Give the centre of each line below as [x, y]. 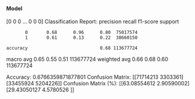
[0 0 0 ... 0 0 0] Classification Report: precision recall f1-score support [93, 21]
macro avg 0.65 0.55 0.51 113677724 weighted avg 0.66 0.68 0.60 [87, 59]
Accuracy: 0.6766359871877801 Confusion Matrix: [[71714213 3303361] [95, 77]
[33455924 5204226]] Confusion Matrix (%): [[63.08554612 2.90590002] [98, 83]
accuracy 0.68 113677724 [72, 48]
